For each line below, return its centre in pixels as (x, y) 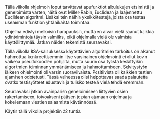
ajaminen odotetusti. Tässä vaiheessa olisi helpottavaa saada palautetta (77, 77)
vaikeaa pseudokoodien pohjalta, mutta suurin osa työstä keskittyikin (74, 62)
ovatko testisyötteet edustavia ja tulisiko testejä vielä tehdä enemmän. (75, 82)
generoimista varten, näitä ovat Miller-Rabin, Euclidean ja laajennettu (73, 12)
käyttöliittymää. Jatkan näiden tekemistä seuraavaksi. (58, 42)
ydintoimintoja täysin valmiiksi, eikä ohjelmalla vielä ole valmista (69, 37)
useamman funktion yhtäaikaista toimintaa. (48, 22)
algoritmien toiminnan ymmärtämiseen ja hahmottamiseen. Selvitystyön (76, 67)
